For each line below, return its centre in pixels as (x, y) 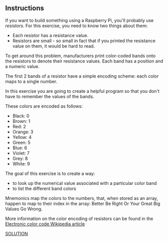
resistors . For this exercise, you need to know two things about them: (76, 26)
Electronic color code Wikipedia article (45, 224)
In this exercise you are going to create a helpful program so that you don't (82, 91)
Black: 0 (21, 116)
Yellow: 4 (22, 137)
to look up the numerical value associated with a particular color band (85, 183)
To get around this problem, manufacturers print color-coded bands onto (80, 56)
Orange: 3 (23, 132)
